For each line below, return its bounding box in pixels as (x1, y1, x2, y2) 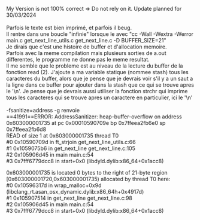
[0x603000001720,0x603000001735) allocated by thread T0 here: (6, 176, 171, 182)
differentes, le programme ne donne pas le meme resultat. (6, 56, 150, 63)
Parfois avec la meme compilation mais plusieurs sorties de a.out (6, 50, 166, 56)
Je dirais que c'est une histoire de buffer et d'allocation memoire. (6, 43, 167, 50)
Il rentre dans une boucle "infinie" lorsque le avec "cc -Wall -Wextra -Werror (6, 30, 193, 38)
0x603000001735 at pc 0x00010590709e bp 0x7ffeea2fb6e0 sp (6, 120, 166, 126)
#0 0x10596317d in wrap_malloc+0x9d (6, 182, 102, 189)
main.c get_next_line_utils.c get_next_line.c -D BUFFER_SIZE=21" (6, 37, 166, 44)
